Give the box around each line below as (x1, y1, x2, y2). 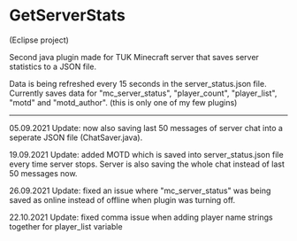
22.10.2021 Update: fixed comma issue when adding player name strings (9, 212, 273, 222)
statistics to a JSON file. (9, 61, 97, 72)
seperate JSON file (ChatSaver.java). (9, 132, 143, 143)
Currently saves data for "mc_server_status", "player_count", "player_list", (9, 88, 278, 98)
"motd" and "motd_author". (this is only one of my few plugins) (9, 97, 238, 107)
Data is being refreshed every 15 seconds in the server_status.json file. (9, 78, 267, 89)
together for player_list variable (9, 221, 123, 231)
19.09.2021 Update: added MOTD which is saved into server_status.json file (9, 149, 285, 159)
